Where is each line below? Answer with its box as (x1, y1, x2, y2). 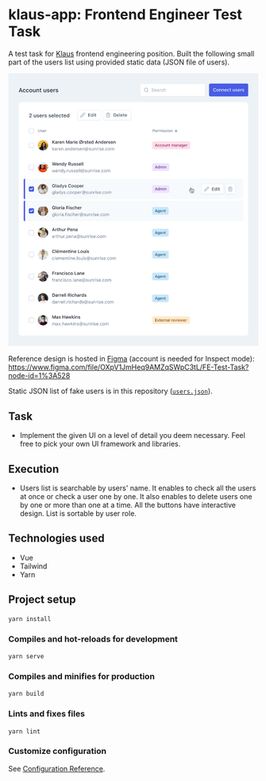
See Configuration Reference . (8, 763, 106, 773)
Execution (8, 462, 60, 475)
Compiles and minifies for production (8, 670, 155, 681)
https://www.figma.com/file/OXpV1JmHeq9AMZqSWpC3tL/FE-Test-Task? (8, 362, 249, 372)
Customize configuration (8, 746, 107, 757)
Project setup (8, 593, 77, 607)
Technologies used (8, 532, 105, 545)
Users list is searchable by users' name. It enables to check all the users (19, 483, 256, 493)
